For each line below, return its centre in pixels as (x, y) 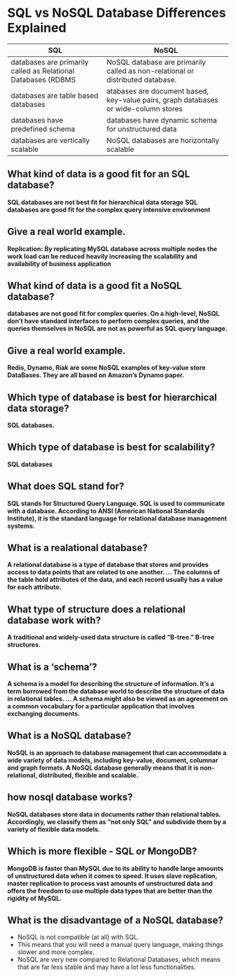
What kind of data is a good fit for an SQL (99, 174)
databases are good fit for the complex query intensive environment (109, 210)
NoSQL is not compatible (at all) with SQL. (78, 937)
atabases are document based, (158, 91)
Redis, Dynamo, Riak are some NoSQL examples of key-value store (106, 368)
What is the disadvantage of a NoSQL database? (115, 920)
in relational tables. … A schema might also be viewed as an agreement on (118, 699)
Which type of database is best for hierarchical (112, 397)
